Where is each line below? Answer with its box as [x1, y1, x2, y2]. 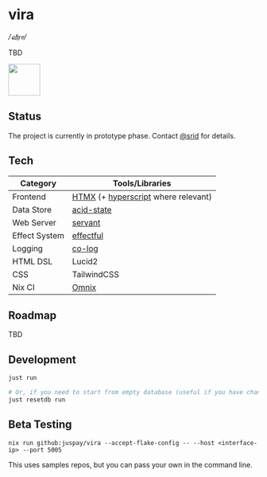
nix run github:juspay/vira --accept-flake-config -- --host [8, 439, 215, 447]
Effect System [12, 229, 65, 240]
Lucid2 [72, 256, 99, 267]
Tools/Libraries [112, 178, 172, 189]
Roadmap [8, 308, 57, 322]
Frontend [12, 191, 46, 202]
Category [19, 178, 57, 189]
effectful [72, 229, 104, 240]
